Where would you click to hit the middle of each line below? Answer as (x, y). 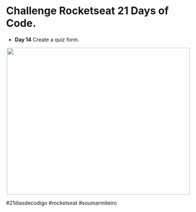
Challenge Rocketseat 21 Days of (87, 11)
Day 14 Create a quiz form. (47, 39)
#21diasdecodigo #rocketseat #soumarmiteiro (61, 203)
